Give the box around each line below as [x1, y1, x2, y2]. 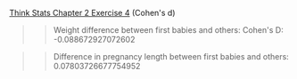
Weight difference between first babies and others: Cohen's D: [53, 25, 284, 35]
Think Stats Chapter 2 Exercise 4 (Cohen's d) [9, 8, 176, 18]
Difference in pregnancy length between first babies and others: [53, 51, 290, 61]
